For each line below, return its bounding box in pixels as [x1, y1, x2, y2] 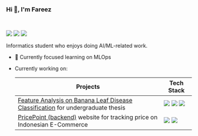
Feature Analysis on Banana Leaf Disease [17, 97, 133, 105]
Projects [75, 82, 100, 91]
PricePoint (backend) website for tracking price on [17, 113, 158, 121]
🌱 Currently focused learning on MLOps [14, 54, 111, 61]
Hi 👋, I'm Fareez [6, 5, 52, 14]
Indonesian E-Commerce [17, 121, 88, 129]
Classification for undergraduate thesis [17, 104, 126, 112]
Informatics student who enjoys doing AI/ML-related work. [6, 42, 148, 49]
